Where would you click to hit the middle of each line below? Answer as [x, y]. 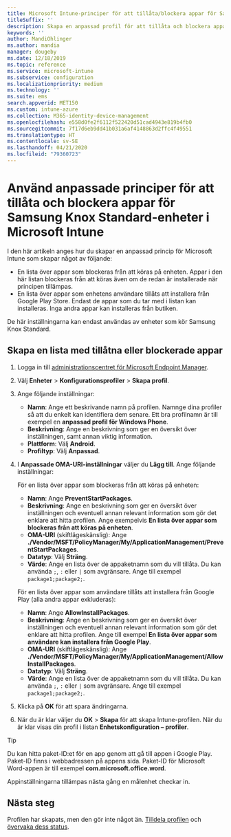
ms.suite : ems [27, 97]
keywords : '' [26, 33]
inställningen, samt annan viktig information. [90, 436]
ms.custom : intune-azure [43, 109]
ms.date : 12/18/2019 [37, 58]
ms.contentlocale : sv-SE [43, 142]
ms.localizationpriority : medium [55, 84]
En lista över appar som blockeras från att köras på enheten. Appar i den [120, 272]
